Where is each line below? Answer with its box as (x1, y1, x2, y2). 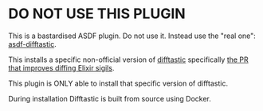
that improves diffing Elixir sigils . (8, 63, 115, 72)
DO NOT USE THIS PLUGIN (8, 5, 186, 23)
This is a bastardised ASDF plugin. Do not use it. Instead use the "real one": (8, 31, 257, 40)
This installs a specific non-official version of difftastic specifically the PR (8, 55, 249, 64)
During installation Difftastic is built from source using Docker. (8, 94, 211, 103)
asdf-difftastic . (8, 39, 57, 48)
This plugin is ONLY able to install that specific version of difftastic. (8, 78, 229, 88)
